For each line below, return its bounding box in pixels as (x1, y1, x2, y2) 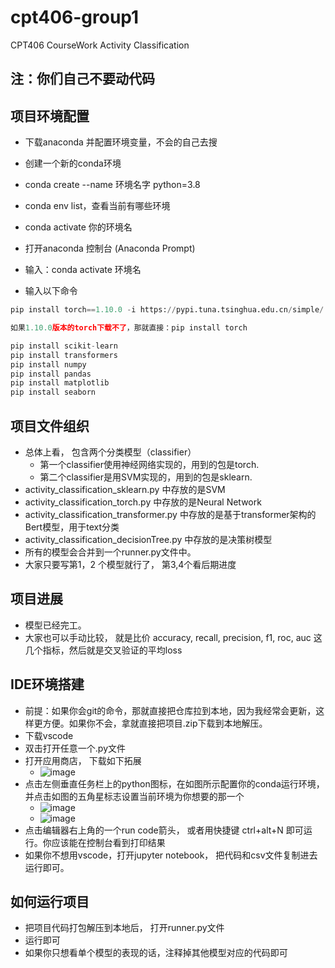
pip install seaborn (10, 387, 97, 398)
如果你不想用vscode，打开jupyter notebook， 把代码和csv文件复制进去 (24, 849, 318, 861)
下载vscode (24, 729, 74, 741)
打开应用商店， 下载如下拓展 (24, 754, 142, 766)
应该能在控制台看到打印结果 (51, 836, 166, 848)
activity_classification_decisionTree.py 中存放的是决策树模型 (24, 533, 273, 545)
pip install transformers (10, 350, 118, 360)
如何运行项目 (10, 893, 90, 910)
